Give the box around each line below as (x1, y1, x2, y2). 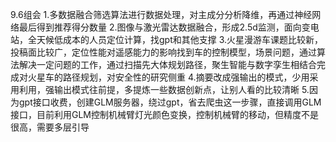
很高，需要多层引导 (10, 121, 90, 133)
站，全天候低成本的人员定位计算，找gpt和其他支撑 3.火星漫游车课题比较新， (10, 34, 324, 45)
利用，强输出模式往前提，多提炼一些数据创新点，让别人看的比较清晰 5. (18, 84, 310, 95)
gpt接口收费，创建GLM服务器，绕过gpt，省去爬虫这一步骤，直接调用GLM (18, 96, 322, 108)
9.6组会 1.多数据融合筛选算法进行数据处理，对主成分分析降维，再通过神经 (10, 9, 313, 20)
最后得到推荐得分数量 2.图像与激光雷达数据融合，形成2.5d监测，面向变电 (18, 21, 320, 33)
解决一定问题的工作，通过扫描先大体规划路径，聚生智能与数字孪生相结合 (18, 59, 317, 70)
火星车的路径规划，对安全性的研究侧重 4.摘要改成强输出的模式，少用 (27, 71, 310, 83)
